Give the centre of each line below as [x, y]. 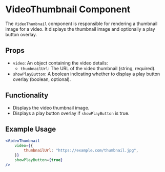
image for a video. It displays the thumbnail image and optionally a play [80, 29]
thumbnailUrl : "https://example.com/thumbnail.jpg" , [81, 150]
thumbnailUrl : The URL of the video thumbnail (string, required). [88, 68]
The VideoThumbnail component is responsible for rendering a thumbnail [81, 24]
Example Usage [31, 129]
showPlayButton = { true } [39, 160]
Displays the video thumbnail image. [51, 107]
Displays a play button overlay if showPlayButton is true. [71, 113]
